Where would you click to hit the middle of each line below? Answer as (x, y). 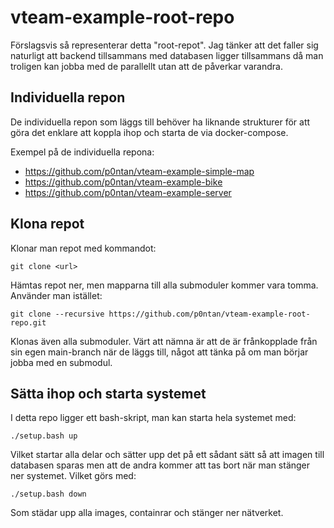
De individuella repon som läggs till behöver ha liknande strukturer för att (160, 122)
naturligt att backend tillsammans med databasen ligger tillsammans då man (167, 55)
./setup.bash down (48, 494)
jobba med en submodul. (61, 362)
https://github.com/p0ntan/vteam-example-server (128, 192)
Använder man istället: (56, 295)
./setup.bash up (44, 436)
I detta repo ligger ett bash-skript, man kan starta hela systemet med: (153, 418)
